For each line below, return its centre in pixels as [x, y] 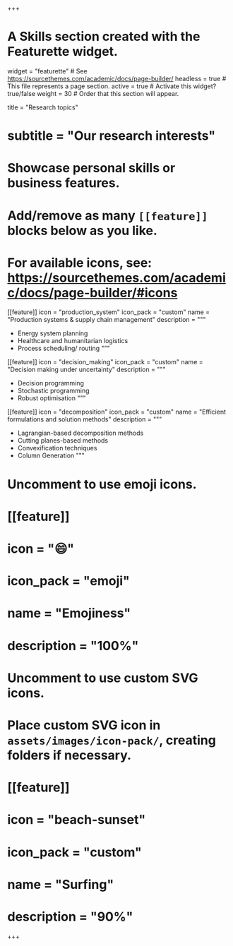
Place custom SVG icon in [84, 725]
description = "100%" [73, 646]
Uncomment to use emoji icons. [102, 484]
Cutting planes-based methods [63, 441]
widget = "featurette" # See [47, 71]
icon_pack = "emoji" [69, 581]
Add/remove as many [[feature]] [108, 215]
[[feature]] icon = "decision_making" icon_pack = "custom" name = [105, 362]
